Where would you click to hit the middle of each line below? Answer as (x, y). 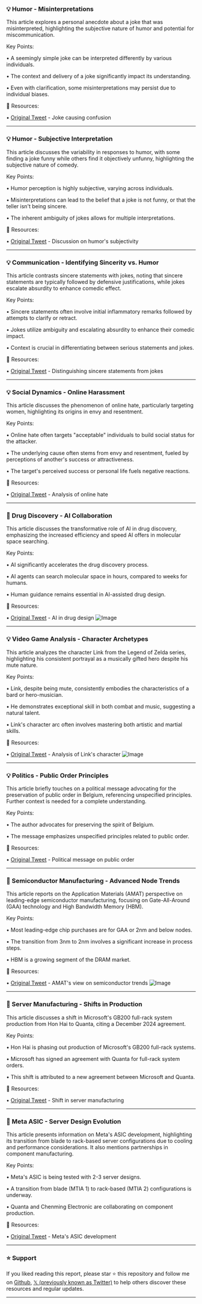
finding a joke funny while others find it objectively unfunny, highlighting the (100, 158)
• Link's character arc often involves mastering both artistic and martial (94, 725)
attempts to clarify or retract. (42, 318)
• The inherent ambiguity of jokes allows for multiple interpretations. (91, 218)
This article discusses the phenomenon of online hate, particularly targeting (100, 406)
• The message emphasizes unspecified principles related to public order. (98, 836)
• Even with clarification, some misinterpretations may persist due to (91, 88)
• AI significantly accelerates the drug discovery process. (78, 565)
